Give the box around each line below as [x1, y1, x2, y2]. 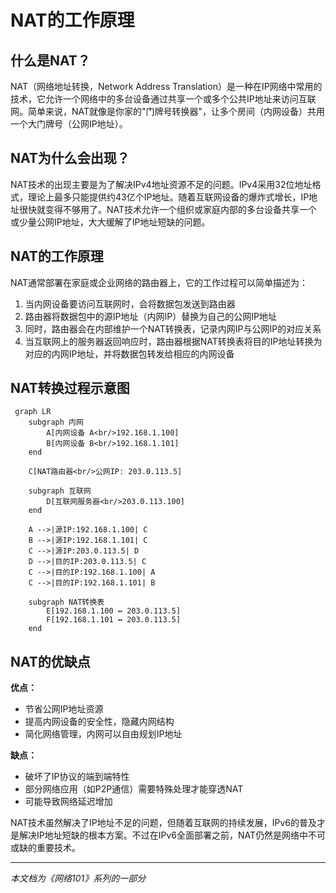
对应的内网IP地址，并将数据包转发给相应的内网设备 [24, 347, 235, 360]
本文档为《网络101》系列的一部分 [10, 872, 147, 885]
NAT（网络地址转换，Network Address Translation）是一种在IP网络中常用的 [10, 81, 323, 92]
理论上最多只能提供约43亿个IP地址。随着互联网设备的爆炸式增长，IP [27, 191, 310, 203]
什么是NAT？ [10, 52, 91, 69]
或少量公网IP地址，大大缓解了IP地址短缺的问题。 [10, 216, 211, 228]
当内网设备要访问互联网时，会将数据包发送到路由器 [24, 297, 236, 310]
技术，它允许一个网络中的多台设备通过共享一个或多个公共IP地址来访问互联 [10, 93, 317, 105]
